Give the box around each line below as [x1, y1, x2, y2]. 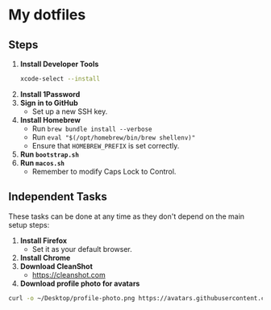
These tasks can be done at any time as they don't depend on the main [8, 212, 244, 221]
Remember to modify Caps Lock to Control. [31, 166, 177, 176]
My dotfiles [8, 6, 86, 24]
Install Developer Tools [19, 59, 99, 69]
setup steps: [8, 220, 50, 229]
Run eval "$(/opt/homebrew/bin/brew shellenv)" [31, 132, 196, 142]
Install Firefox [19, 236, 67, 245]
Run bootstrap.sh [19, 149, 79, 159]
